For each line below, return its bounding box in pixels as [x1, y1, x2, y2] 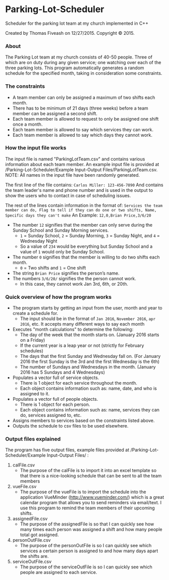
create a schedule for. [12, 310, 59, 317]
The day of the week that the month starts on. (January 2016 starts [20, 332, 159, 338]
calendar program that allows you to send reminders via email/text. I [20, 500, 162, 506]
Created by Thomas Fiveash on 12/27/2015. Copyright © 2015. [5, 30, 135, 36]
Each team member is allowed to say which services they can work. [12, 126, 154, 132]
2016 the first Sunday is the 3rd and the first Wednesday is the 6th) [20, 358, 160, 364]
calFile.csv [12, 462, 35, 468]
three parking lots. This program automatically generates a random [5, 65, 145, 71]
